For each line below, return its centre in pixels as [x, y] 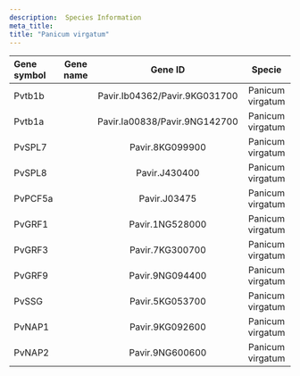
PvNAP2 [31, 353]
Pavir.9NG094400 [168, 276]
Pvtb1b [29, 96]
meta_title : [31, 26]
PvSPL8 [30, 173]
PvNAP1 [31, 327]
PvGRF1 [31, 224]
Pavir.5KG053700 [168, 302]
